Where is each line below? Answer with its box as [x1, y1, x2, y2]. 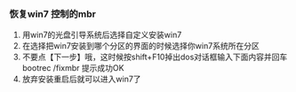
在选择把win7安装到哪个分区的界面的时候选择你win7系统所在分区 [21, 41, 260, 51]
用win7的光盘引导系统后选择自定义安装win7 [21, 29, 182, 41]
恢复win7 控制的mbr [9, 7, 96, 19]
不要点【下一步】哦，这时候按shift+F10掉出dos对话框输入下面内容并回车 [21, 51, 288, 63]
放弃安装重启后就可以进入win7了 [21, 73, 141, 85]
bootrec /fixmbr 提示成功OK [21, 63, 124, 73]
